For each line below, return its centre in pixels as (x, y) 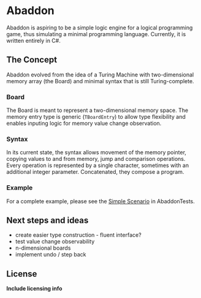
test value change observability (55, 242)
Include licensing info (34, 289)
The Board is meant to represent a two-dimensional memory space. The (97, 110)
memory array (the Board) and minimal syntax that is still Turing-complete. (100, 81)
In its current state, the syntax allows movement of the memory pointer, (97, 152)
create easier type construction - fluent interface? (78, 235)
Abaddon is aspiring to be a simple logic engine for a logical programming (100, 28)
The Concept (32, 60)
